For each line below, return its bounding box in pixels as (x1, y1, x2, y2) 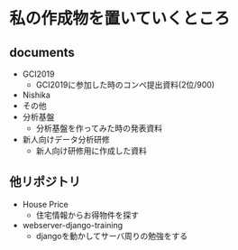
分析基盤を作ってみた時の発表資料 (35, 123, 162, 134)
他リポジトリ (9, 174, 81, 190)
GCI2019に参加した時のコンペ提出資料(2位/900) (35, 79, 215, 90)
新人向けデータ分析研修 (22, 134, 110, 144)
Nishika (22, 89, 51, 100)
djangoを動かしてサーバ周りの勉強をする (35, 230, 188, 241)
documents (9, 44, 75, 60)
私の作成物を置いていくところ (9, 8, 231, 29)
